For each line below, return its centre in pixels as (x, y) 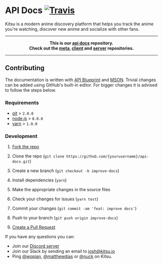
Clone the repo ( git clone (38, 156)
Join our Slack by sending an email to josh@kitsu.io (64, 251)
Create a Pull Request (34, 227)
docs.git (21, 162)
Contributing (25, 68)
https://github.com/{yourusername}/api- (107, 157)
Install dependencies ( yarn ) (39, 180)
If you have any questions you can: (40, 237)
